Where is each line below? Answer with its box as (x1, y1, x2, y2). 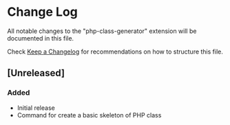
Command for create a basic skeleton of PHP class (17, 111, 162, 119)
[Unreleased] (7, 67, 65, 79)
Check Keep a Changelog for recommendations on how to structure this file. (7, 47, 224, 56)
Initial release (17, 104, 55, 112)
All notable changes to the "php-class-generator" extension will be (7, 27, 197, 35)
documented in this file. (7, 34, 74, 42)
